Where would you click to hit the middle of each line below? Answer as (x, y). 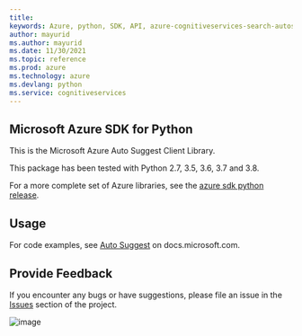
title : (22, 18)
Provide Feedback (61, 274)
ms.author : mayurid (46, 43)
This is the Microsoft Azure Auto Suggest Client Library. (112, 151)
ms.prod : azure (38, 68)
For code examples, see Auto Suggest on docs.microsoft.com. (125, 245)
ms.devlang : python (46, 84)
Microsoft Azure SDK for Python (101, 129)
